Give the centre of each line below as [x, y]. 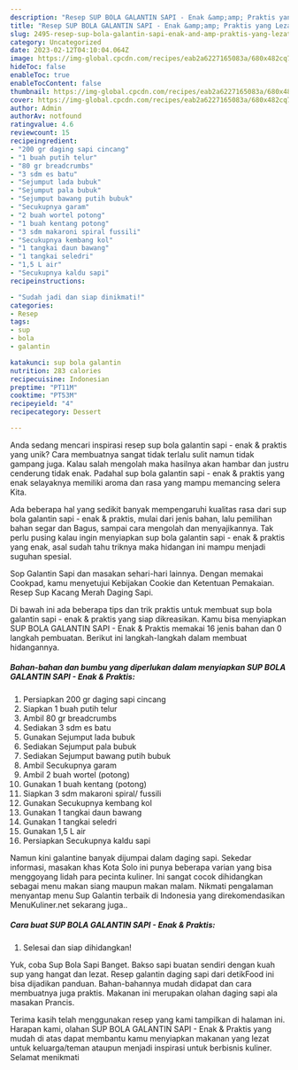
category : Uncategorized [56, 42]
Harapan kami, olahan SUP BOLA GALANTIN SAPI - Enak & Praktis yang [141, 1028]
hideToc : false [38, 67]
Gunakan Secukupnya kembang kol [88, 802]
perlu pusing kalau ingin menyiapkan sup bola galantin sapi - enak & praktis [148, 537]
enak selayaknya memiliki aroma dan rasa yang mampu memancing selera [145, 482]
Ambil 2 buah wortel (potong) [76, 774]
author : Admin [36, 108]
